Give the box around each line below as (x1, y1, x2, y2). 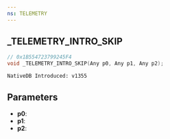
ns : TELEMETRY (7, 10, 48, 17)
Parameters (7, 91, 58, 103)
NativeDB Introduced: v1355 (7, 73, 88, 80)
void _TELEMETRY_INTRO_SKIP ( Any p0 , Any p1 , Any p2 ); (7, 60, 165, 67)
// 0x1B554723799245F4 (7, 54, 72, 61)
